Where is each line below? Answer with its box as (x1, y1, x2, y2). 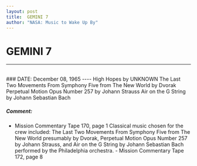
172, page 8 (14, 153, 43, 161)
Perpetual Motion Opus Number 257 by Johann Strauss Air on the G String (6, 88, 186, 95)
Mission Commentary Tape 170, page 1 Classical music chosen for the (14, 122, 184, 129)
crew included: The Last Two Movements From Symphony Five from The (14, 129, 191, 136)
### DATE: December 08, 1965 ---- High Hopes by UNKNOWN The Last (6, 75, 181, 82)
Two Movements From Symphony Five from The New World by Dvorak (6, 82, 176, 89)
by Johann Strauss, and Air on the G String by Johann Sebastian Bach (14, 141, 184, 148)
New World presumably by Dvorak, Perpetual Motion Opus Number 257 (14, 135, 188, 142)
